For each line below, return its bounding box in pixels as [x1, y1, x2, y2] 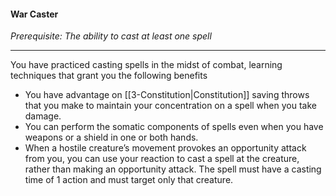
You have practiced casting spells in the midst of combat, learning [10, 59, 283, 71]
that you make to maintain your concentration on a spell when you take [24, 100, 317, 112]
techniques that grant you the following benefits [10, 70, 208, 82]
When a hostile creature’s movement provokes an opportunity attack [24, 142, 307, 154]
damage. [24, 110, 62, 122]
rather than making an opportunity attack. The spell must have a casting [24, 163, 322, 175]
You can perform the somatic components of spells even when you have [24, 121, 324, 133]
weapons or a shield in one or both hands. [24, 131, 199, 144]
